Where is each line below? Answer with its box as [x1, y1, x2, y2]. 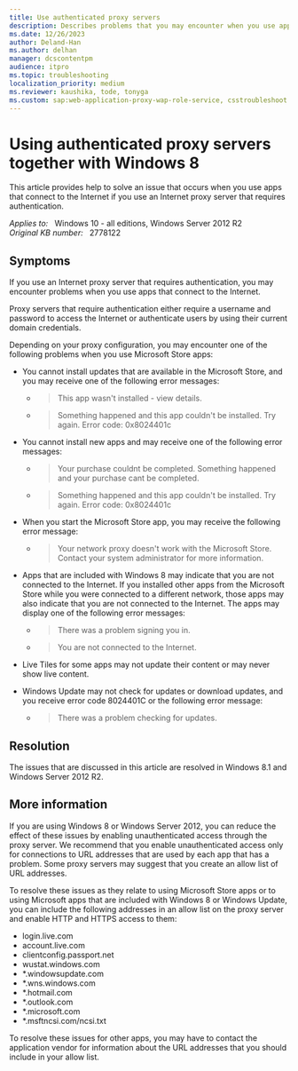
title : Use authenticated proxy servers [9, 12, 161, 22]
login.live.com [21, 930, 74, 941]
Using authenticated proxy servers [9, 134, 271, 154]
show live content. [21, 669, 90, 679]
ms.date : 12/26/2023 [9, 29, 86, 38]
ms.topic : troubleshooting [9, 71, 109, 80]
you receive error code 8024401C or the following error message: [21, 695, 263, 706]
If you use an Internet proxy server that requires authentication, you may [9, 277, 274, 288]
